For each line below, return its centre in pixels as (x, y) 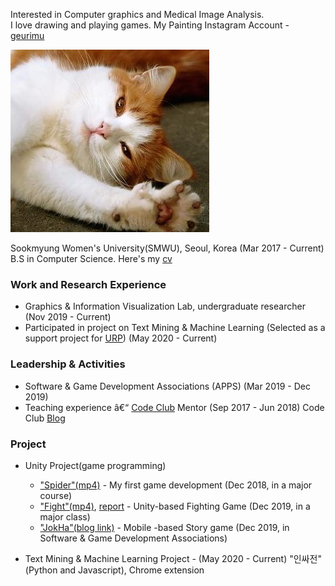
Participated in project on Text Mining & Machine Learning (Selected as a (175, 328)
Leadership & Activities (68, 364)
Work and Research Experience (88, 284)
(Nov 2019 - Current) (68, 317)
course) (56, 495)
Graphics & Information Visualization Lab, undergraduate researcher (165, 306)
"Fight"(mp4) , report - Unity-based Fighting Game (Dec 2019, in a (175, 506)
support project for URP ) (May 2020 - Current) (121, 338)
